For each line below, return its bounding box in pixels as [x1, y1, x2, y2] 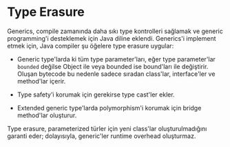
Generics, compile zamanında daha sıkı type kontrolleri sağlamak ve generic [7, 27, 224, 35]
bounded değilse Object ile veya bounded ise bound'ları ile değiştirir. [17, 62, 209, 70]
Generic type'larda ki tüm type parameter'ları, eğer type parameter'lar [17, 55, 216, 63]
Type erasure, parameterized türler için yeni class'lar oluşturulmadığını [7, 124, 207, 133]
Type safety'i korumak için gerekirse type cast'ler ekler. [17, 90, 175, 99]
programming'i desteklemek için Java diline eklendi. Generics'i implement [7, 34, 216, 42]
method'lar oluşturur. [17, 111, 77, 119]
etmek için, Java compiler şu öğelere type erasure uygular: [7, 41, 174, 50]
